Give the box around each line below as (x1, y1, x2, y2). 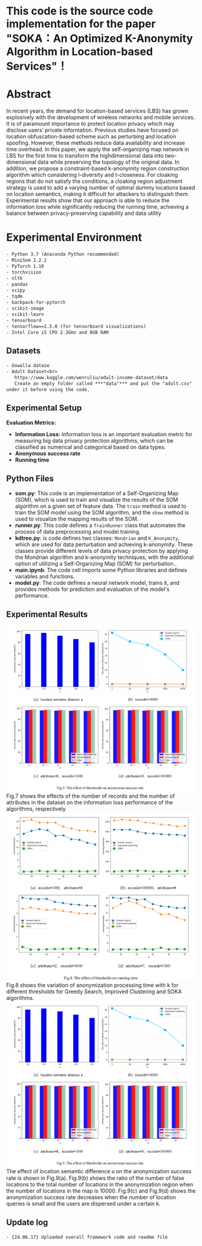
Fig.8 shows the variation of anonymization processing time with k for (6, 981, 179, 988)
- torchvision (6, 270, 42, 276)
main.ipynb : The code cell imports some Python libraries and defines (14, 566, 188, 573)
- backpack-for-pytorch (6, 300, 66, 306)
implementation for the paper (6, 17, 156, 31)
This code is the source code (6, 4, 153, 18)
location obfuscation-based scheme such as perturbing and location (6, 133, 176, 140)
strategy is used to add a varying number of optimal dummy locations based (6, 184, 195, 191)
